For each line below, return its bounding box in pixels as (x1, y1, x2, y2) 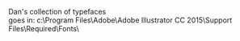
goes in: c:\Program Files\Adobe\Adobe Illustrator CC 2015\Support (8, 15, 233, 25)
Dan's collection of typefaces (8, 7, 107, 16)
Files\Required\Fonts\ (8, 24, 79, 33)
